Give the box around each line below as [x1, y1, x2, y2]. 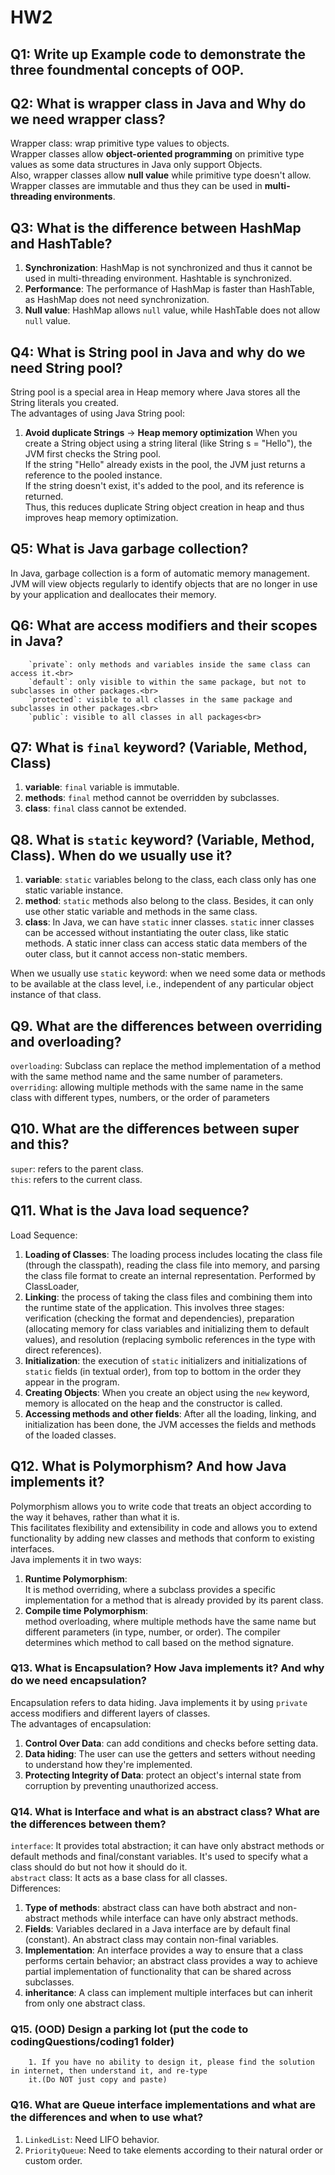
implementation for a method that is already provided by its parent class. [24, 1594, 324, 1606]
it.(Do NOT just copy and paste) [28, 2075, 168, 2085]
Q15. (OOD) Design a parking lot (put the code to [10, 2022, 249, 2036]
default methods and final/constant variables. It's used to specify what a [10, 1851, 309, 1863]
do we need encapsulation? [10, 1674, 147, 1688]
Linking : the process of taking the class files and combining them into [24, 1291, 313, 1303]
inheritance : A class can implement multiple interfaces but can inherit [24, 1987, 313, 1999]
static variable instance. [24, 884, 124, 896]
